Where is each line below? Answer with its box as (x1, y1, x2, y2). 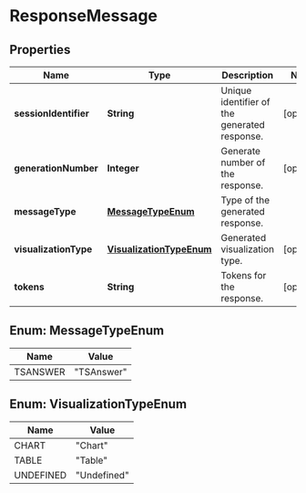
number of (220, 156, 266, 169)
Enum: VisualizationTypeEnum (9, 396, 188, 412)
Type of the (220, 194, 270, 206)
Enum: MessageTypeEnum (9, 323, 165, 339)
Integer (107, 162, 139, 174)
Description (221, 69, 274, 81)
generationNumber (14, 162, 98, 174)
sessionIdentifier (14, 107, 89, 120)
